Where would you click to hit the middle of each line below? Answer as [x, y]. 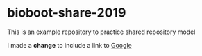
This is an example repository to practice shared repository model [101, 32]
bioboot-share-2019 [67, 13]
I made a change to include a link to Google [69, 45]
